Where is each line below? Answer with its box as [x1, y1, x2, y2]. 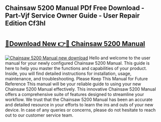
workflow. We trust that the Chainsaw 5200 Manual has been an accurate [5, 97, 153, 102]
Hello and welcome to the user [89, 55, 151, 61]
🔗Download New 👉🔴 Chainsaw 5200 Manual [5, 39, 145, 48]
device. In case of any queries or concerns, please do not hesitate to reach [5, 107, 156, 113]
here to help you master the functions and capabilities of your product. [5, 66, 147, 71]
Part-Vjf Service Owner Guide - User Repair [5, 12, 140, 20]
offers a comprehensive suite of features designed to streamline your [5, 92, 144, 97]
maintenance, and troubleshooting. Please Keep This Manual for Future [5, 76, 148, 81]
